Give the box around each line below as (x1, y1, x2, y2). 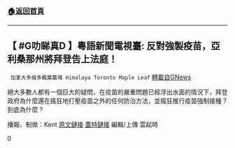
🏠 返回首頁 (7, 6, 45, 15)
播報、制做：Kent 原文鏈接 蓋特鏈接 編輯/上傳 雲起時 (7, 121, 159, 129)
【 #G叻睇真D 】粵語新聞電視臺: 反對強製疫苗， (7, 40, 211, 52)
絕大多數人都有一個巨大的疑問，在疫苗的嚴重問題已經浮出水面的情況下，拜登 (7, 88, 228, 96)
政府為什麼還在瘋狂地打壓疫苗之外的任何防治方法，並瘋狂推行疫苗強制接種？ (7, 97, 228, 105)
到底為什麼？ (7, 105, 44, 114)
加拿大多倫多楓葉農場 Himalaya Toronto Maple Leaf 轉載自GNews (10, 73, 192, 81)
